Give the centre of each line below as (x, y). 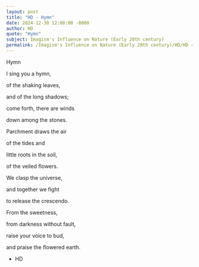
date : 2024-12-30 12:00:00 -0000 (48, 23)
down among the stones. (37, 119)
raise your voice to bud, (35, 235)
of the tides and (26, 143)
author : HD (20, 28)
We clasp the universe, (34, 177)
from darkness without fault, (41, 224)
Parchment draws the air (36, 131)
